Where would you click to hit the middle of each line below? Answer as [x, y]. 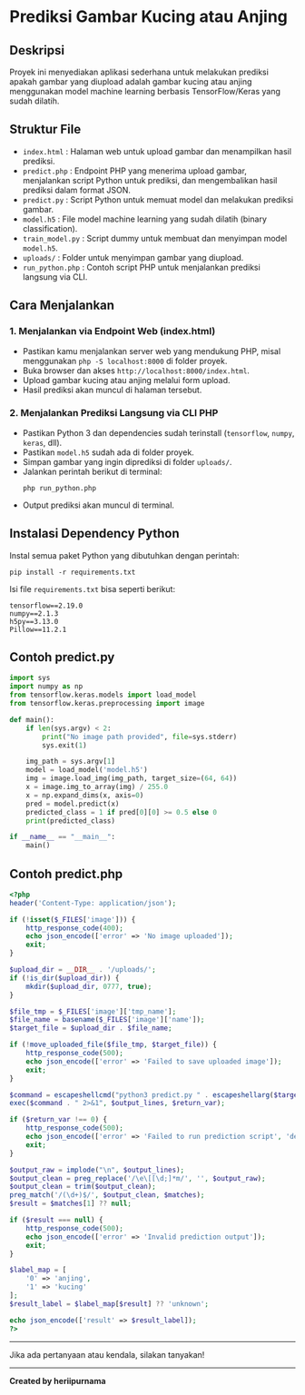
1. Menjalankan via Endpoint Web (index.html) [113, 331]
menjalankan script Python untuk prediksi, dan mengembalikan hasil [150, 180]
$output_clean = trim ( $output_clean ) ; [83, 1187]
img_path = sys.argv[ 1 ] [71, 762]
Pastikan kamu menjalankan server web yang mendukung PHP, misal [152, 351]
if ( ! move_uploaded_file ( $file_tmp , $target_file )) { [113, 1045]
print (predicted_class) [71, 821]
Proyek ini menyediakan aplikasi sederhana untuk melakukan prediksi [139, 72]
